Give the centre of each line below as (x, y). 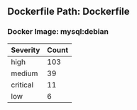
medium (24, 73)
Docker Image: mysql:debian (58, 32)
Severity (26, 50)
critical (22, 85)
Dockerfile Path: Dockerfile (68, 12)
